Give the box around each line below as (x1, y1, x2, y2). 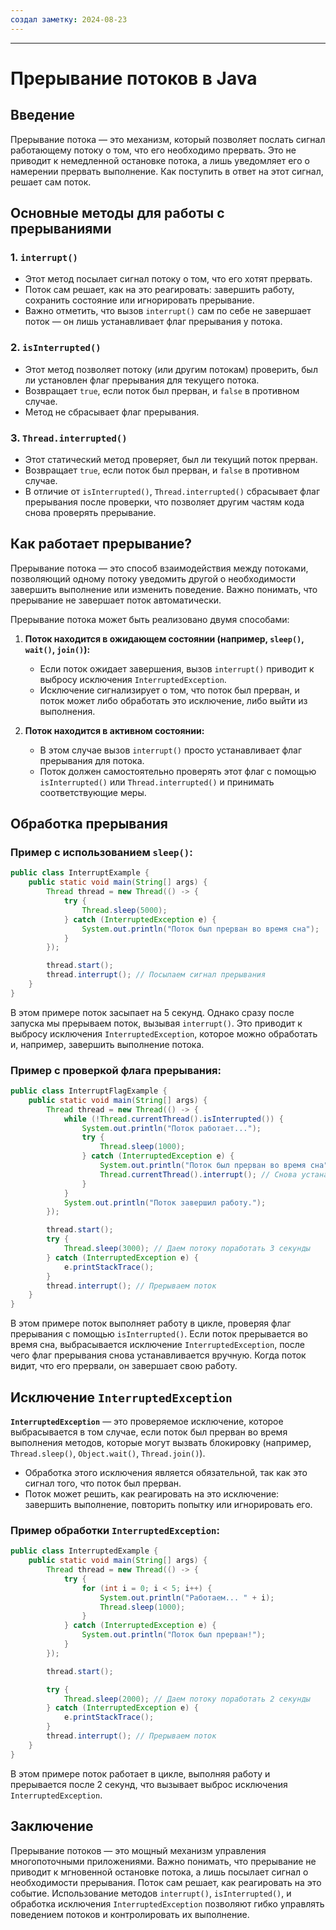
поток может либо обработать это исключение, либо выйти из (39, 694, 308, 706)
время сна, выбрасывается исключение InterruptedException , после (10, 1339, 305, 1351)
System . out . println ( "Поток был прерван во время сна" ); (81, 924, 320, 934)
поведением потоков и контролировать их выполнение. (10, 1908, 250, 1920)
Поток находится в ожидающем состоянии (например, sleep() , (24, 632, 305, 645)
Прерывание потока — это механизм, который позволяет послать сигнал (10, 133, 326, 145)
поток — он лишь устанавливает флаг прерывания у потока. (24, 316, 283, 328)
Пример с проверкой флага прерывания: (10, 1063, 222, 1077)
